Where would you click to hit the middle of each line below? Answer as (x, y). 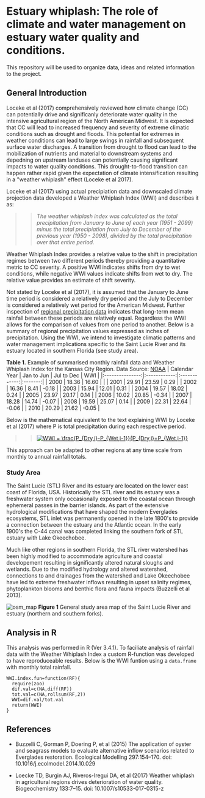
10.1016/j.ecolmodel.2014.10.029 (55, 763)
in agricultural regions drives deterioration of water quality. (89, 781)
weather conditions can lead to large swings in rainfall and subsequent (95, 140)
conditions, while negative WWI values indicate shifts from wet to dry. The (100, 273)
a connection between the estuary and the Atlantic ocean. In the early (94, 525)
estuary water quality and (73, 37)
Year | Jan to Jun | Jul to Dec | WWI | (53, 375)
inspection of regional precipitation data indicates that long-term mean (95, 311)
